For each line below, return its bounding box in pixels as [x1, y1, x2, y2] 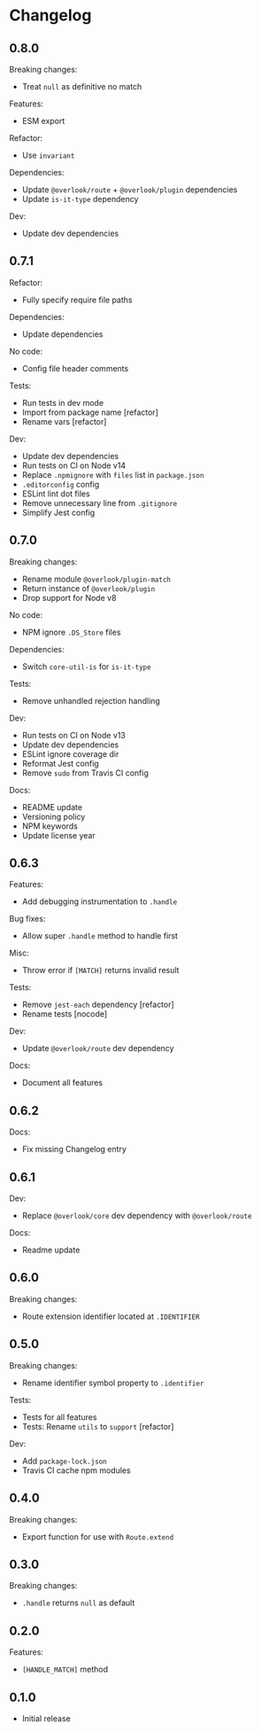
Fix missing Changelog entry [21, 1144, 127, 1155]
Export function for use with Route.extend [21, 1531, 174, 1542]
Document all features [21, 1078, 104, 1088]
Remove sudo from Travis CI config [21, 768, 149, 778]
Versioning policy [21, 811, 86, 822]
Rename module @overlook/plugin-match [21, 573, 171, 584]
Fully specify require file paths [21, 294, 133, 305]
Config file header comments [21, 363, 129, 373]
